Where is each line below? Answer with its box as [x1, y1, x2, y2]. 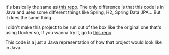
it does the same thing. [5, 15, 53, 20]
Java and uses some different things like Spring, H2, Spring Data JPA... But [5, 9, 161, 15]
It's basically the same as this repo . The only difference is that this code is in [5, 4, 164, 10]
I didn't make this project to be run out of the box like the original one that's [5, 24, 162, 30]
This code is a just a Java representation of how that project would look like [5, 39, 162, 45]
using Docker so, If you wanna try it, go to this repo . [5, 30, 113, 35]
